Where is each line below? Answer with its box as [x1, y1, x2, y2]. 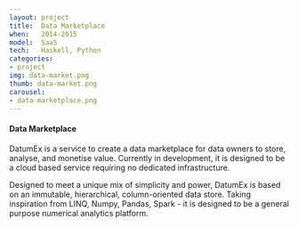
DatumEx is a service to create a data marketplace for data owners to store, [9, 143, 286, 154]
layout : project [9, 12, 69, 22]
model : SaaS [9, 37, 58, 47]
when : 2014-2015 [9, 29, 77, 38]
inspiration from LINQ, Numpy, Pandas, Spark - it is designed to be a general [9, 198, 289, 209]
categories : [9, 54, 53, 63]
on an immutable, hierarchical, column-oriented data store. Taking [9, 189, 252, 199]
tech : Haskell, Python [9, 46, 101, 55]
